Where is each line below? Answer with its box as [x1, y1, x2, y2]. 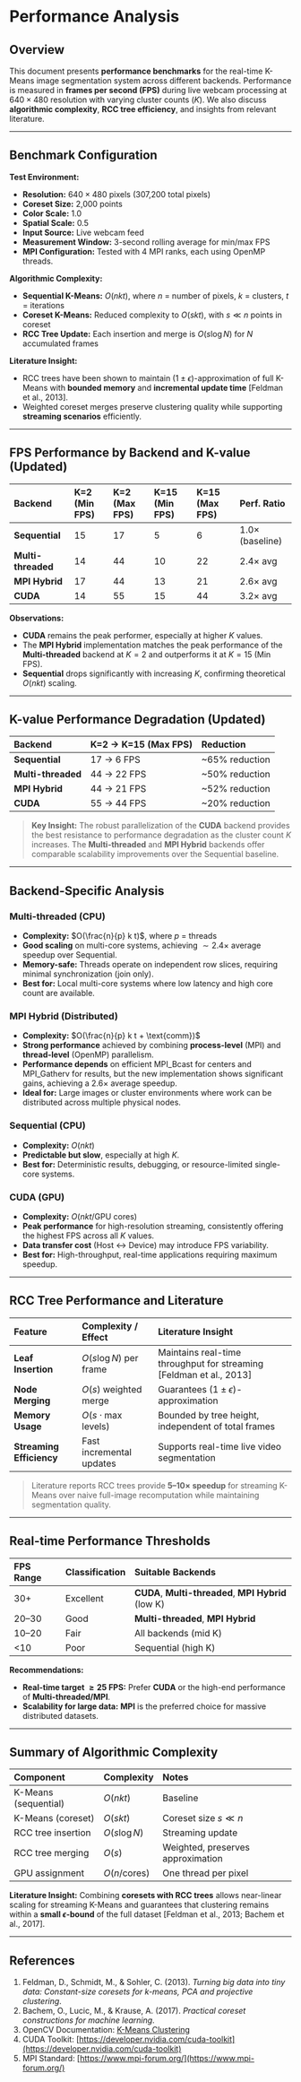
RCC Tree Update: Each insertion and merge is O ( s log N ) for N [21, 328, 254, 339]
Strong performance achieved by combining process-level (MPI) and [21, 1040, 281, 1051]
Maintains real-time [158, 1346, 242, 1358]
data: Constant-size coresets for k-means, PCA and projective [21, 1986, 254, 1997]
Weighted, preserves [162, 1841, 251, 1853]
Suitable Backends [133, 1566, 217, 1578]
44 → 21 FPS [90, 783, 147, 795]
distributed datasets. [21, 1710, 99, 1721]
